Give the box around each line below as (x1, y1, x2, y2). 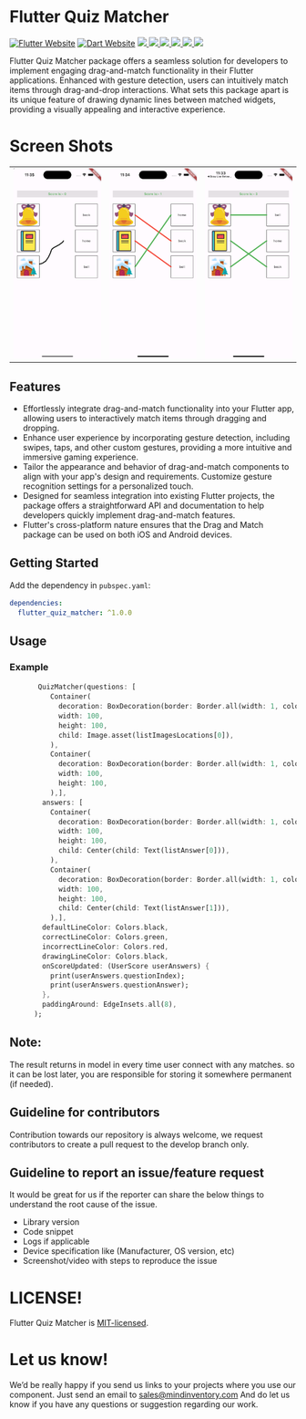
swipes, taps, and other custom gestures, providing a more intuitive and (22, 442, 292, 453)
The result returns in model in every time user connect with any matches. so (9, 1059, 295, 1070)
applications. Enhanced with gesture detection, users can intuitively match (9, 75, 289, 86)
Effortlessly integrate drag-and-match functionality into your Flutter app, (22, 403, 294, 414)
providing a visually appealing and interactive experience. (9, 103, 226, 115)
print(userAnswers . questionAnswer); (49, 980, 189, 990)
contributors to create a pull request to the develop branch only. (9, 1138, 250, 1150)
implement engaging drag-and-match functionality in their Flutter (9, 65, 254, 76)
